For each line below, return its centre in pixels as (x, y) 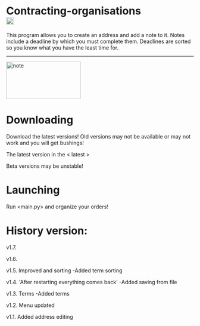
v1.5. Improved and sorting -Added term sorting (64, 270)
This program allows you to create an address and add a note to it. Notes (96, 35)
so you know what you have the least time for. (62, 47)
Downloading (40, 120)
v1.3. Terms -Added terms (38, 293)
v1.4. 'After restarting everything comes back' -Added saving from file (92, 282)
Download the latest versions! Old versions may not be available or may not (99, 136)
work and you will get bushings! (45, 143)
